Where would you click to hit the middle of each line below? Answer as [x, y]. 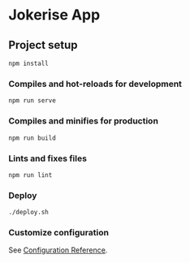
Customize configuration [59, 233]
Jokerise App [54, 15]
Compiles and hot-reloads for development [95, 84]
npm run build [32, 138]
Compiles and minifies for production [83, 121]
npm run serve [32, 101]
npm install [28, 63]
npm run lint [30, 175]
